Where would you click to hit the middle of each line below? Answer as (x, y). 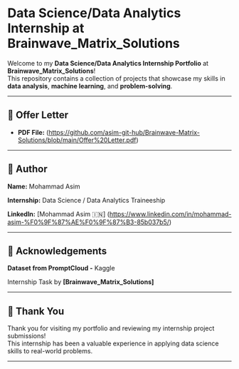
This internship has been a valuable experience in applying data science (113, 343)
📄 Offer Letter (38, 115)
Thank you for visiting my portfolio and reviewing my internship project (111, 328)
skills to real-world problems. (50, 351)
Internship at (46, 28)
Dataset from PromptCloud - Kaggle (61, 268)
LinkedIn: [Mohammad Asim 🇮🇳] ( (59, 214)
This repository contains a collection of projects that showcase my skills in (116, 78)
